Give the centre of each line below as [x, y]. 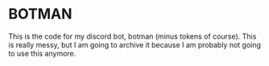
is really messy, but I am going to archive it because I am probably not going [135, 44]
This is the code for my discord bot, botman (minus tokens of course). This [132, 36]
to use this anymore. [42, 53]
